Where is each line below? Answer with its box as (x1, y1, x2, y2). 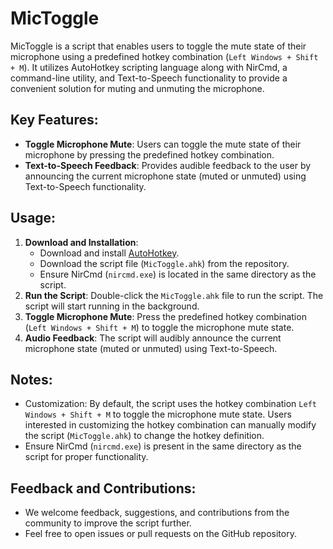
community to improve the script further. (24, 517, 192, 529)
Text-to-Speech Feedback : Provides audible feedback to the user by (24, 159, 312, 171)
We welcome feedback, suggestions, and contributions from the (24, 507, 290, 519)
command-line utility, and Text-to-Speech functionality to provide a (10, 72, 288, 84)
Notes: (10, 371, 53, 388)
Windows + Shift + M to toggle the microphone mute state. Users (24, 408, 292, 421)
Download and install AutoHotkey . (39, 247, 180, 259)
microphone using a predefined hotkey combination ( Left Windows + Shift (10, 50, 319, 62)
